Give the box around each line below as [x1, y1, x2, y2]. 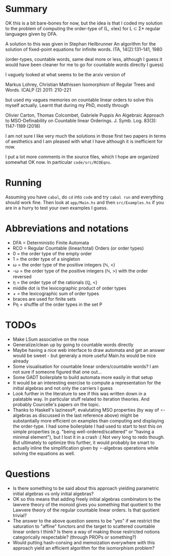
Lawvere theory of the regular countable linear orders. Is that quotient [12, 507, 160, 513]
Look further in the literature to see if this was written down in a [12, 390, 146, 396]
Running [5, 177, 42, 189]
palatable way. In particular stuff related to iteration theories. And [12, 396, 150, 402]
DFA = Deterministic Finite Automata [12, 239, 89, 246]
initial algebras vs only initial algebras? [12, 491, 94, 497]
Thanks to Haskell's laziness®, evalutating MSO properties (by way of [12, 407, 159, 413]
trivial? [12, 512, 27, 518]
